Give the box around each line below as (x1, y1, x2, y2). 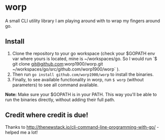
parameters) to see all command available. (12, 82, 99, 88)
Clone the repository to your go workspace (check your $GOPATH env (12, 50, 155, 56)
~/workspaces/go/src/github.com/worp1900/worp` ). (12, 66, 120, 72)
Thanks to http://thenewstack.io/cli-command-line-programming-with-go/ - (5, 124, 159, 130)
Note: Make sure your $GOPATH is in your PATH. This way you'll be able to (5, 91, 157, 97)
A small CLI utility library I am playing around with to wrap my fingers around (5, 18, 160, 24)
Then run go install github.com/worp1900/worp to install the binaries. (12, 71, 154, 77)
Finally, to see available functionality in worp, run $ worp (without (12, 76, 144, 82)
